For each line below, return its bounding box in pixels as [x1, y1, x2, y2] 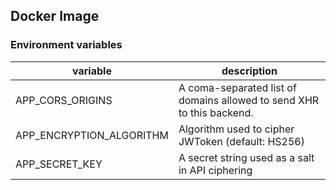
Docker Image [10, 8, 100, 25]
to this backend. [178, 105, 254, 119]
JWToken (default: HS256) [178, 134, 305, 148]
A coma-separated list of [178, 80, 297, 94]
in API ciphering [178, 163, 253, 177]
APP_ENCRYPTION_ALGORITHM [15, 128, 169, 142]
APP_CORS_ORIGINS [15, 93, 113, 107]
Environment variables [10, 38, 123, 52]
